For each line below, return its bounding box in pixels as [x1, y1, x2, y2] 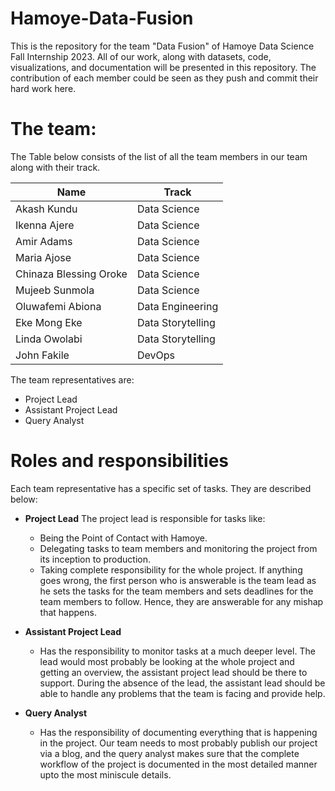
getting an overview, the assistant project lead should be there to [39, 666, 308, 678]
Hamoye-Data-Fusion [10, 7, 194, 30]
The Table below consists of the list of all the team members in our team [10, 150, 308, 162]
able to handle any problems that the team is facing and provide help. [39, 687, 326, 699]
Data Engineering [136, 299, 219, 313]
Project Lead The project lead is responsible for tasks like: [24, 512, 266, 524]
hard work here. [10, 82, 77, 94]
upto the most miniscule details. [39, 768, 172, 781]
